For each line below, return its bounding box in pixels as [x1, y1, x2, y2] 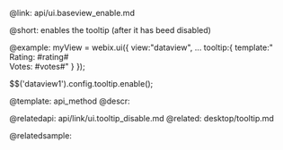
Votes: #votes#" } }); [9, 62, 85, 71]
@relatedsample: [9, 130, 72, 141]
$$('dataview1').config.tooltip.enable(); [9, 79, 154, 88]
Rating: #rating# [9, 52, 69, 62]
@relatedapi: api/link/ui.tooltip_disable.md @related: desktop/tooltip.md [9, 113, 274, 123]
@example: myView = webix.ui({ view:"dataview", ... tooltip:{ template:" [9, 42, 274, 53]
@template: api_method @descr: [9, 96, 130, 106]
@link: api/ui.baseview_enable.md [9, 8, 135, 18]
